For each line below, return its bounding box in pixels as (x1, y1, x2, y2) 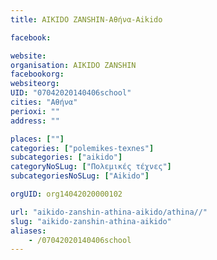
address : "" (10, 116, 60, 126)
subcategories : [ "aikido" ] (10, 152, 123, 163)
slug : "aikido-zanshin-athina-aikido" (10, 216, 172, 226)
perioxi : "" (10, 106, 60, 116)
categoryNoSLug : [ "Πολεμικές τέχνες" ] (10, 162, 172, 172)
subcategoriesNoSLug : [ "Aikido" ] (10, 171, 150, 181)
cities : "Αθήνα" (10, 97, 78, 107)
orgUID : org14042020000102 (10, 189, 123, 199)
